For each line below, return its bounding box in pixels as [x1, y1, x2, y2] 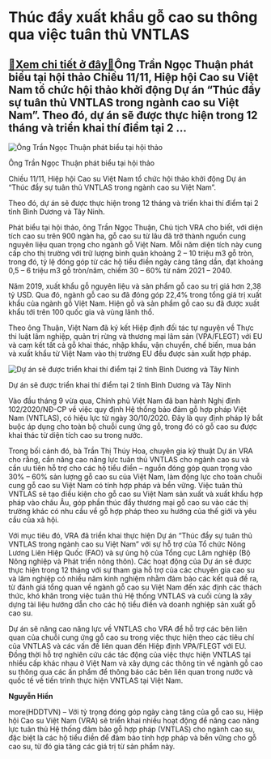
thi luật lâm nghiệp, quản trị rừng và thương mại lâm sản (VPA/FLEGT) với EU [8, 332, 263, 341]
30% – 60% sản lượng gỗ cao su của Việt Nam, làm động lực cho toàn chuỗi [8, 472, 263, 482]
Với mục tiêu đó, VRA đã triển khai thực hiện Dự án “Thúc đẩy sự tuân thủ [8, 531, 253, 540]
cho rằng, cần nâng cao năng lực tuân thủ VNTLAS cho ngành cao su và [8, 455, 250, 464]
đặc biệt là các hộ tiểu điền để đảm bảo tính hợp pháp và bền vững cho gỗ [8, 733, 257, 742]
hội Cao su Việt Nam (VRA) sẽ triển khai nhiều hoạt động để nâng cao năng [8, 716, 260, 725]
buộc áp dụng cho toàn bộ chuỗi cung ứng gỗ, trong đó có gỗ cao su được [8, 422, 257, 431]
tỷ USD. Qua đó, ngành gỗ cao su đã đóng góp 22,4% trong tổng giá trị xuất [8, 290, 262, 299]
